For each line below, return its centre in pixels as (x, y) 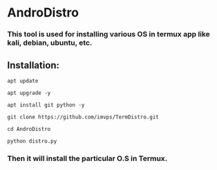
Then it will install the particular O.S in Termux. (87, 158)
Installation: (34, 65)
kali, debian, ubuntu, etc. (50, 43)
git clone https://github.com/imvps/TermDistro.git (83, 117)
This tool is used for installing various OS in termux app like (109, 34)
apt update (23, 81)
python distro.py (32, 141)
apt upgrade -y (29, 93)
